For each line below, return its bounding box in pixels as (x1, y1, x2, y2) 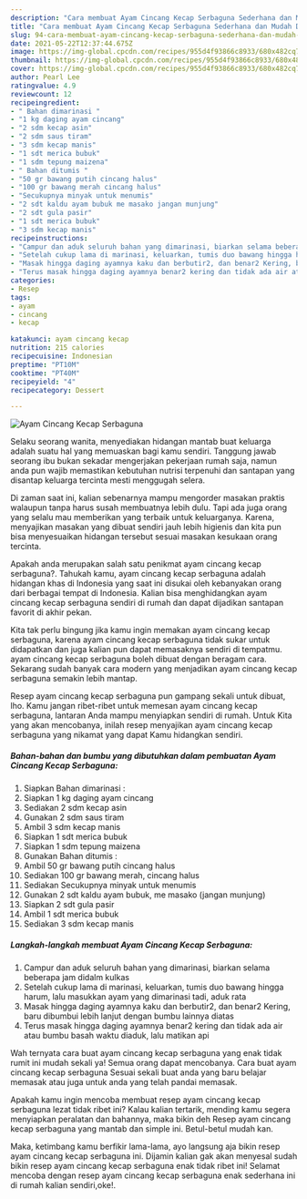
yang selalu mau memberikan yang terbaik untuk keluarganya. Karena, (10, 512, 275, 523)
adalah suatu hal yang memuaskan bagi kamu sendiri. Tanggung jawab (10, 446, 277, 456)
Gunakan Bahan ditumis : (23, 851, 118, 862)
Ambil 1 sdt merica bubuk (23, 908, 119, 920)
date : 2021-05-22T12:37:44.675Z (10, 38, 133, 48)
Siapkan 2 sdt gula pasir (23, 899, 115, 910)
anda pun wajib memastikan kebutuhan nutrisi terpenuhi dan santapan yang (10, 466, 295, 477)
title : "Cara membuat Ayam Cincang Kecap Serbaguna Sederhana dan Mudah (10, 22, 292, 31)
